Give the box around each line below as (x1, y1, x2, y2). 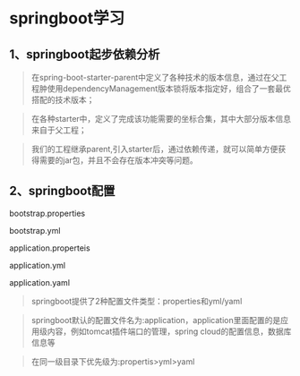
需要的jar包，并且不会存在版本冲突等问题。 (39, 155, 199, 166)
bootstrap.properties (9, 208, 86, 218)
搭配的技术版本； (30, 95, 95, 105)
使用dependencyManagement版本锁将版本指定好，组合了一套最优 (47, 83, 291, 94)
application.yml (9, 260, 65, 270)
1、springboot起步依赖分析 (9, 47, 160, 62)
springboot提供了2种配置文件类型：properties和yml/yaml (30, 295, 243, 306)
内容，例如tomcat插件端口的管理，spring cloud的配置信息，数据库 (47, 326, 292, 337)
